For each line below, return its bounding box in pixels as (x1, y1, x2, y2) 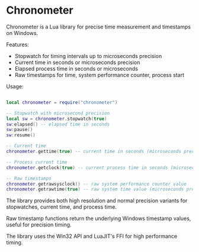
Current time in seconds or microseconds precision (14, 59, 140, 66)
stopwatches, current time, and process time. (6, 203, 117, 210)
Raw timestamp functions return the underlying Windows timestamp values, (6, 215, 191, 222)
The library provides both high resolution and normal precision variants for (6, 197, 188, 205)
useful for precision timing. (6, 221, 72, 228)
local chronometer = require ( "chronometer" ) (6, 99, 118, 106)
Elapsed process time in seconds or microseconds (14, 65, 138, 72)
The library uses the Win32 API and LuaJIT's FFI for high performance (6, 232, 178, 240)
